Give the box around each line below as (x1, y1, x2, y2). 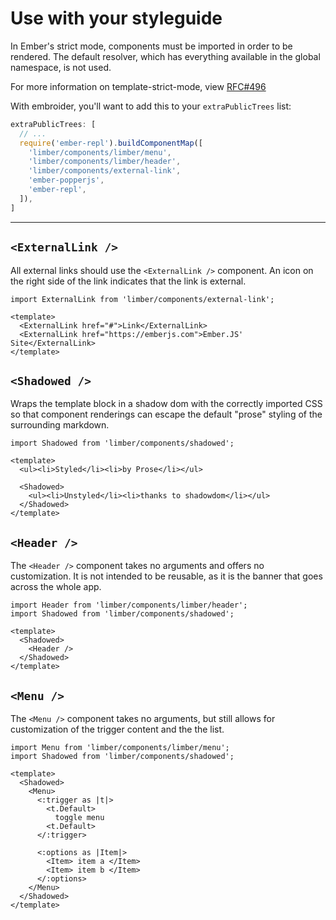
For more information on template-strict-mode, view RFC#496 (10, 80, 267, 92)
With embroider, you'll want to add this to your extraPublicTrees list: (10, 100, 292, 112)
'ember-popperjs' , (28, 175, 105, 186)
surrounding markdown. (10, 419, 110, 431)
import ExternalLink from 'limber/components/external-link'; (10, 294, 275, 304)
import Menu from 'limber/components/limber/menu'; (10, 742, 230, 752)
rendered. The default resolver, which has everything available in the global (10, 50, 321, 62)
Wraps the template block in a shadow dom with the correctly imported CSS (10, 398, 323, 410)
